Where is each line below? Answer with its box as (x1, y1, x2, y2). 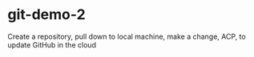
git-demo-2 (7, 6, 86, 24)
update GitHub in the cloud (7, 40, 97, 49)
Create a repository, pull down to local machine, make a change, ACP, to (7, 32, 246, 41)
